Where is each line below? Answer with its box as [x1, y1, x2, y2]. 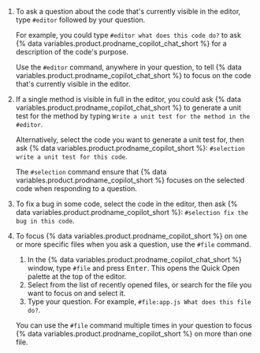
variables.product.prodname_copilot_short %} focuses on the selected [15, 175, 245, 185]
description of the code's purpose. [15, 47, 128, 56]
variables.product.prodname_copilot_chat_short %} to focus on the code [15, 71, 251, 80]
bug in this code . [15, 216, 75, 225]
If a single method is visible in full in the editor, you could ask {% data [15, 95, 242, 103]
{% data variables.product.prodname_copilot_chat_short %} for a [15, 39, 227, 48]
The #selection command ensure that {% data [15, 167, 167, 176]
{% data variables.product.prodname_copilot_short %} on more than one [15, 329, 252, 338]
